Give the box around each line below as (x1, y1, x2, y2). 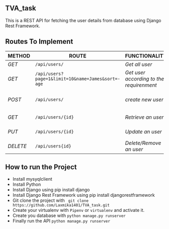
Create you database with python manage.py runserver (12, 212, 126, 218)
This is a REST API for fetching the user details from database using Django (5, 17, 162, 23)
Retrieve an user (125, 113, 164, 120)
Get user (125, 69, 146, 76)
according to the (125, 75, 164, 82)
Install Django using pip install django (12, 187, 90, 193)
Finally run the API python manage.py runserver (12, 218, 111, 224)
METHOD (8, 52, 31, 59)
